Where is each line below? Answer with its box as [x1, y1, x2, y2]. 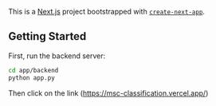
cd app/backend [8, 66, 59, 74]
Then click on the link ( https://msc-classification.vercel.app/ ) [8, 88, 209, 98]
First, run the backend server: [8, 51, 106, 61]
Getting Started [8, 29, 87, 43]
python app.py [8, 73, 56, 82]
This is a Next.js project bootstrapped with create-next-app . [8, 7, 206, 16]
